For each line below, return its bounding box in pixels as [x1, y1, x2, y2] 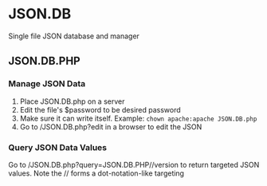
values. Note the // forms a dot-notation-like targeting [8, 168, 185, 178]
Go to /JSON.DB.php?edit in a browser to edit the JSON [19, 121, 202, 132]
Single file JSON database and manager [8, 31, 139, 41]
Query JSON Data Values [8, 141, 108, 152]
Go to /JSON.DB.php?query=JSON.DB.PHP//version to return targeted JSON [8, 160, 260, 169]
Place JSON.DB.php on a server [19, 97, 125, 106]
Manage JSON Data [8, 78, 86, 89]
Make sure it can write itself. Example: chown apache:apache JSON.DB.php [19, 113, 257, 123]
